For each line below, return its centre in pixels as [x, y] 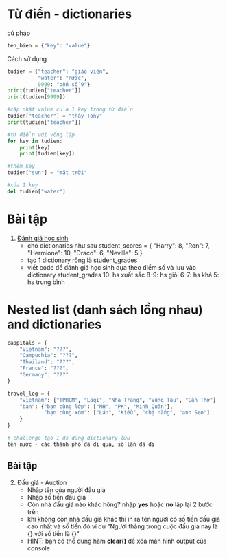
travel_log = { [29, 394]
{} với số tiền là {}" [53, 533]
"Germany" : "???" [44, 375]
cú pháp [19, 33]
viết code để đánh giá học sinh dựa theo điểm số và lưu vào [112, 267]
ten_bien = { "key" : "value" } [49, 45]
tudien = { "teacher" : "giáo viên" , [58, 72]
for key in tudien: [35, 141]
